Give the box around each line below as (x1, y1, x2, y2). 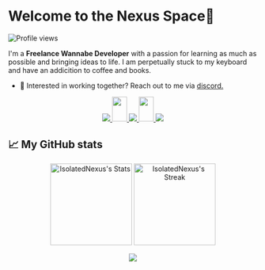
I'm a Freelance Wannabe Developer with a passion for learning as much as (8, 48, 257, 58)
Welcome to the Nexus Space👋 (8, 7, 215, 25)
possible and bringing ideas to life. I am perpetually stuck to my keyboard (8, 57, 248, 67)
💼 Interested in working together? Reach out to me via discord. (19, 81, 224, 90)
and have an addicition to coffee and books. (8, 65, 152, 74)
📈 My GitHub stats (8, 138, 103, 151)
